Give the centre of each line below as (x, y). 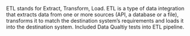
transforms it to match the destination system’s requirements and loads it (95, 21)
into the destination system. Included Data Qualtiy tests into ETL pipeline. (95, 27)
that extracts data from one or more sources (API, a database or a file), (92, 15)
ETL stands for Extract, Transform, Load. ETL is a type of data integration (95, 8)
